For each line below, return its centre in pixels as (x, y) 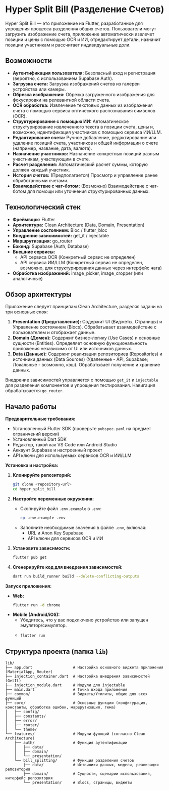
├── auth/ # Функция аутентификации (71, 743)
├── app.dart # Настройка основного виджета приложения (84, 668)
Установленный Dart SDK (40, 439)
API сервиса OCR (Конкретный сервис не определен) (78, 257)
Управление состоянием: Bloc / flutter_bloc (60, 230)
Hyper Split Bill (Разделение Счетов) (85, 9)
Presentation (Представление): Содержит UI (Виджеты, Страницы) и (87, 322)
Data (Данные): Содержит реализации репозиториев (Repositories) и (87, 354)
